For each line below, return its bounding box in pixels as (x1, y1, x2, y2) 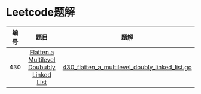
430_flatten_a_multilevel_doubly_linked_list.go (62, 63, 192, 71)
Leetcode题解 (6, 5, 75, 19)
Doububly (28, 63, 56, 71)
